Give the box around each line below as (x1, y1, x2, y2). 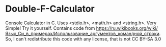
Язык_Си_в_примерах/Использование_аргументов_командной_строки (5, 30, 159, 36)
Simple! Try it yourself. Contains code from (5, 25, 95, 31)
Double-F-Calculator (5, 3, 95, 15)
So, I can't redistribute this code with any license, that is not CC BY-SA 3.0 (5, 36, 161, 42)
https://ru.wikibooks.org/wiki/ (96, 25, 158, 31)
